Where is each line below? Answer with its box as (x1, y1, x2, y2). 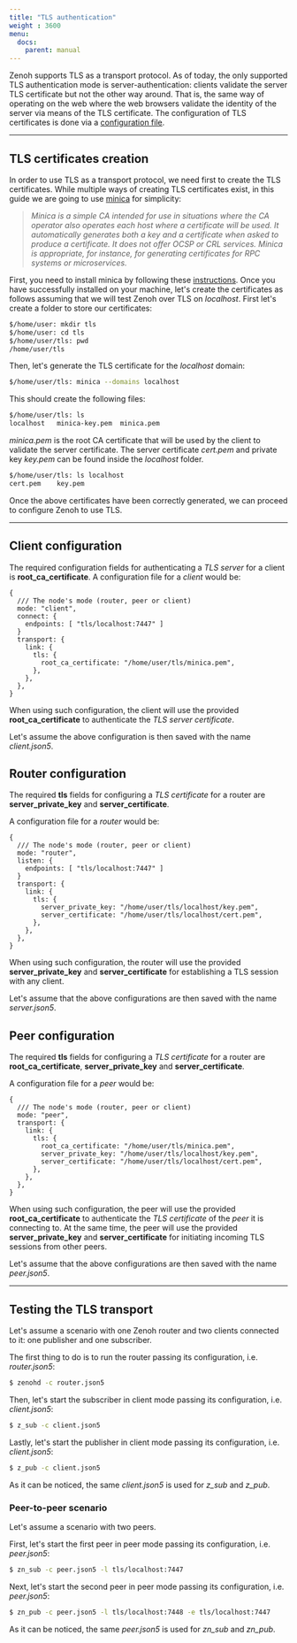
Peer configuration (9, 1028, 115, 1043)
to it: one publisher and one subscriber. (9, 1335, 152, 1346)
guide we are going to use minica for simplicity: (9, 193, 182, 203)
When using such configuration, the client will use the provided (9, 704, 240, 715)
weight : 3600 (9, 21, 62, 30)
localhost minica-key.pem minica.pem (9, 419, 161, 428)
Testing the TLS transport (9, 1301, 154, 1317)
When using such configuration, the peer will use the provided (9, 1204, 236, 1215)
